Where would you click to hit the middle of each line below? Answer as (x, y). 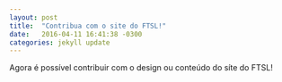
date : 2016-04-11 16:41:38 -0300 (76, 34)
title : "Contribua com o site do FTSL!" (88, 26)
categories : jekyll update (60, 42)
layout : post (34, 17)
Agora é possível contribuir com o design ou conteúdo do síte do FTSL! (141, 68)
